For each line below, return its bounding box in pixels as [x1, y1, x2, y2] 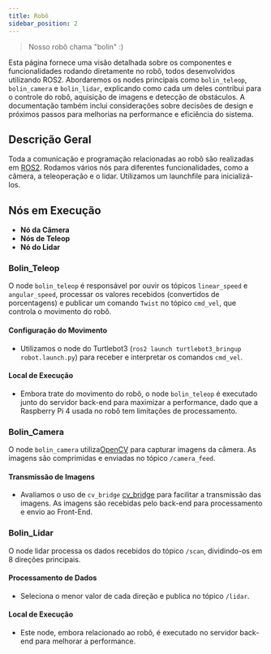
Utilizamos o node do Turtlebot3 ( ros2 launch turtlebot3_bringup [19, 343, 242, 353]
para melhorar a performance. [35, 636, 136, 646]
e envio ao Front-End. [19, 507, 93, 517]
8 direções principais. [8, 554, 81, 564]
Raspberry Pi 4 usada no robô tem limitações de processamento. [19, 406, 238, 415]
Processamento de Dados [8, 573, 97, 583]
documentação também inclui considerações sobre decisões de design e [8, 101, 254, 110]
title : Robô [8, 11, 49, 20]
